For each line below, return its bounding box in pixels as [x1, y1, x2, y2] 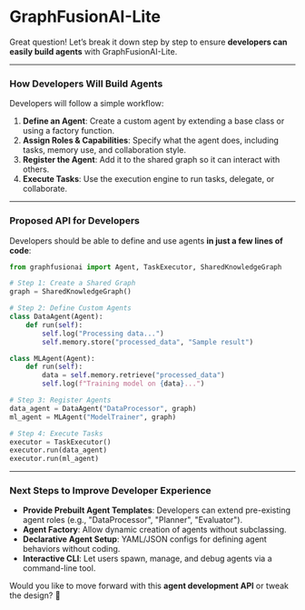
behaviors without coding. [22, 544, 121, 555]
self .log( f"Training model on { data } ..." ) [42, 379, 205, 388]
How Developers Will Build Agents [9, 77, 163, 90]
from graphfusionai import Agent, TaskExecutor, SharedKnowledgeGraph [9, 262, 282, 272]
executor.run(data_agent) [9, 445, 107, 455]
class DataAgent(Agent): [9, 312, 103, 322]
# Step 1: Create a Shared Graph [9, 279, 136, 288]
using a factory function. [22, 125, 115, 136]
